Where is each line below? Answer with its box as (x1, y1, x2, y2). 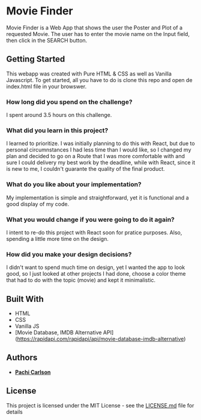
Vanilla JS (14, 322, 40, 330)
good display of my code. (6, 200, 70, 207)
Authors (6, 352, 38, 363)
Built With (6, 294, 44, 304)
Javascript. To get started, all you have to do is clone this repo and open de (6, 76, 193, 83)
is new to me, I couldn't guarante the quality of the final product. (6, 165, 165, 173)
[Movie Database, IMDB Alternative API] (14, 329, 114, 336)
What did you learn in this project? (6, 126, 109, 134)
